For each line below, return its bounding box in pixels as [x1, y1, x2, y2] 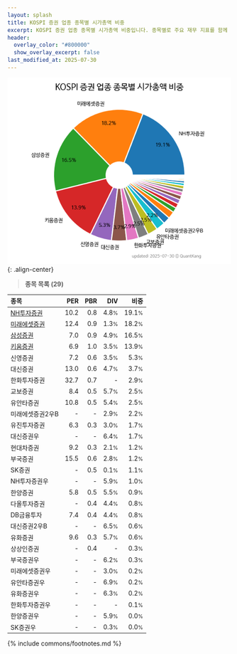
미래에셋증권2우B [10, 409, 59, 418]
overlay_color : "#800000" [13, 41, 91, 49]
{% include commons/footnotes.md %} [7, 639, 122, 648]
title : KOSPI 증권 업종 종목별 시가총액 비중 [7, 19, 125, 26]
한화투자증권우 [10, 601, 51, 609]
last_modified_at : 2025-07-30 [7, 57, 97, 64]
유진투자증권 [10, 421, 45, 430]
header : [7, 34, 31, 41]
